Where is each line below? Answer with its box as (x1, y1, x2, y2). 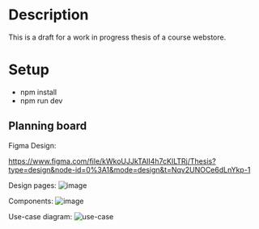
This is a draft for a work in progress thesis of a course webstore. (8, 32, 227, 42)
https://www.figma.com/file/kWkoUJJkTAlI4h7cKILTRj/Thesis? (8, 156, 216, 166)
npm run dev (19, 95, 63, 106)
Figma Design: (8, 140, 57, 150)
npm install (19, 87, 57, 97)
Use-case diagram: (8, 211, 73, 221)
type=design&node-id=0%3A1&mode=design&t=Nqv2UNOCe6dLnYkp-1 (8, 164, 251, 174)
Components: (8, 196, 54, 206)
